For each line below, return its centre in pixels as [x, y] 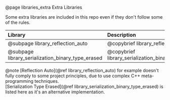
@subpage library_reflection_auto [48, 43]
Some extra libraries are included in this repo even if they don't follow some [84, 17]
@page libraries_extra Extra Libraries [44, 7]
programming [19, 81]
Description [121, 35]
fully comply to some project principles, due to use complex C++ [73, 76]
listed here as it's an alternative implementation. [55, 92]
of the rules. [18, 22]
